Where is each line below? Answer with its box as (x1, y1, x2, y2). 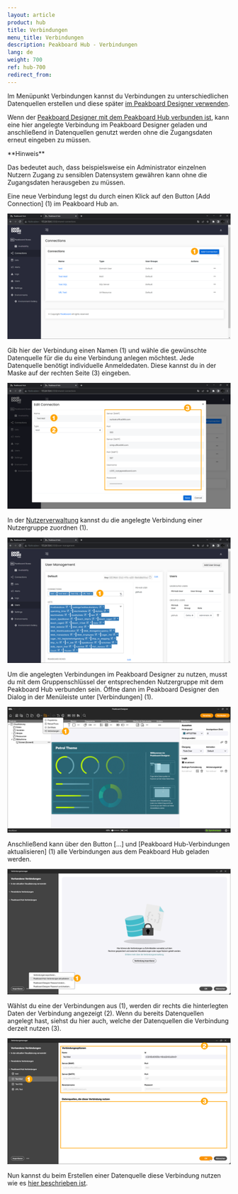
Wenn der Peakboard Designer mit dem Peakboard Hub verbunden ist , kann (7, 113, 229, 121)
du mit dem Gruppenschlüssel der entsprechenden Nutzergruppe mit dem (7, 678, 224, 686)
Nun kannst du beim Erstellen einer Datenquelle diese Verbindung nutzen (7, 1171, 222, 1180)
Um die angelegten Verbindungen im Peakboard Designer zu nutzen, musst (7, 670, 228, 679)
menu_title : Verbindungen (7, 34, 84, 41)
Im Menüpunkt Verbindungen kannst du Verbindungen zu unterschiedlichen (7, 91, 229, 100)
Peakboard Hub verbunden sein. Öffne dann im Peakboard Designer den (7, 685, 220, 694)
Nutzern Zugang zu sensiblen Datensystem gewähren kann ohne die (7, 170, 208, 179)
